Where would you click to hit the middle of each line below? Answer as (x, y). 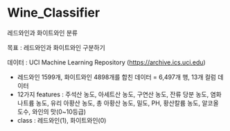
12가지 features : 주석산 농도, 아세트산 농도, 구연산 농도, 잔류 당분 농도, (113, 94)
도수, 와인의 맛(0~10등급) (52, 112)
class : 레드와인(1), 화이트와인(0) (62, 120)
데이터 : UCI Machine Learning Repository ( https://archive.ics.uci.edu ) (106, 62)
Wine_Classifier (54, 13)
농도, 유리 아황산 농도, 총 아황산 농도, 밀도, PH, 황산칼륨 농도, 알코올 (127, 103)
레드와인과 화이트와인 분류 (43, 33)
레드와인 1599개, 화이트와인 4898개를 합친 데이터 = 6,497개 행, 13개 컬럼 (117, 77)
